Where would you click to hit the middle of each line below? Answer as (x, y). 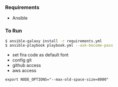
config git (22, 60)
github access (27, 65)
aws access (24, 71)
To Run (14, 31)
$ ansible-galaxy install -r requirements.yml (54, 41)
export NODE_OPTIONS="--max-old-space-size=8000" (57, 80)
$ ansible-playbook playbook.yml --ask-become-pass (59, 46)
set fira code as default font (40, 55)
